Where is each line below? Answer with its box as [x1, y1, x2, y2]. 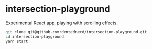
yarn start [5, 39, 28, 44]
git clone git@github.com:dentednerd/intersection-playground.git [5, 29, 147, 34]
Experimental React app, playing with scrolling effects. [5, 20, 118, 26]
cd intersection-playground [5, 34, 64, 39]
